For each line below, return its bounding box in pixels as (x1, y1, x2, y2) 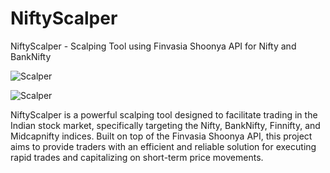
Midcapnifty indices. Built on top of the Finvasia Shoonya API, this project (10, 130, 313, 142)
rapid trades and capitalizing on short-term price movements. (10, 151, 264, 163)
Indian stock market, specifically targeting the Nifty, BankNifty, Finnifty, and (10, 119, 321, 131)
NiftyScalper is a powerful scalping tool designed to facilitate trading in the (10, 108, 318, 121)
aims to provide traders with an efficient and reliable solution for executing (10, 140, 317, 152)
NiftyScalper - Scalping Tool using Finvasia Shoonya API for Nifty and (10, 40, 297, 52)
